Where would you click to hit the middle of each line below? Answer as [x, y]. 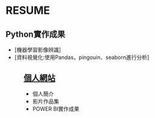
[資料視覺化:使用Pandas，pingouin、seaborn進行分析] [82, 57]
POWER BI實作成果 [56, 108]
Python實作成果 [36, 34]
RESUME [28, 11]
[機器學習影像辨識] [38, 50]
